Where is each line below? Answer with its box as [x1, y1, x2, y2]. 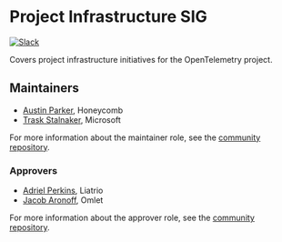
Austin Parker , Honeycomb [22, 105, 124, 116]
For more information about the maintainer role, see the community [9, 132, 261, 143]
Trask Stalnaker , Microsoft [22, 114, 121, 125]
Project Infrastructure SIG [9, 6, 207, 27]
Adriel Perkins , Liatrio [22, 185, 104, 197]
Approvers [9, 164, 57, 176]
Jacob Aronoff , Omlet [22, 195, 104, 206]
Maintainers [9, 80, 80, 96]
